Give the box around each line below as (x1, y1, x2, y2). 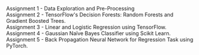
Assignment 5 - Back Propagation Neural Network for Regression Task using (6, 36, 194, 43)
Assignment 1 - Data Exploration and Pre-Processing (6, 5, 135, 12)
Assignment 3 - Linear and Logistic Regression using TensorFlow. (6, 23, 167, 30)
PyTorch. (6, 42, 29, 49)
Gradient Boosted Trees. (6, 18, 66, 24)
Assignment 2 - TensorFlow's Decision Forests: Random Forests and (6, 11, 174, 18)
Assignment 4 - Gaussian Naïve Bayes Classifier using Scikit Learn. (6, 30, 171, 37)
